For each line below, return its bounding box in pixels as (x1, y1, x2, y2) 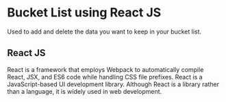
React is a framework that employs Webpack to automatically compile (7, 65, 204, 73)
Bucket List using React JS (7, 5, 162, 21)
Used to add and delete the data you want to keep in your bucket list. (7, 27, 202, 36)
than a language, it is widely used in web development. (7, 87, 162, 95)
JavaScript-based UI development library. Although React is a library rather (7, 80, 219, 88)
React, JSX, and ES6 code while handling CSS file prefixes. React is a (7, 73, 203, 81)
